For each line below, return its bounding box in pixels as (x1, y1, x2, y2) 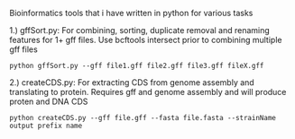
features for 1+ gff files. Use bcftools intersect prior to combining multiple (9, 35, 282, 45)
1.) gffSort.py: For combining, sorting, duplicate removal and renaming (9, 25, 271, 35)
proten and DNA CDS (9, 96, 88, 107)
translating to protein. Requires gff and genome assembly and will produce (9, 87, 287, 97)
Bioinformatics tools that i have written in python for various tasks (9, 8, 254, 18)
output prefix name (9, 121, 83, 130)
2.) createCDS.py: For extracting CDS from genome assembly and (9, 77, 254, 88)
